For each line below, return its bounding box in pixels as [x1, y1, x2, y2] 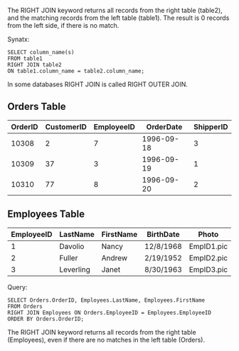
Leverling [59, 264, 91, 274]
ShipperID [193, 121, 228, 131]
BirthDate [147, 229, 180, 239]
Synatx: [7, 35, 30, 44]
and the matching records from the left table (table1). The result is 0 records [7, 14, 230, 22]
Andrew [101, 253, 128, 263]
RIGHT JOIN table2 [7, 61, 62, 68]
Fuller [59, 253, 78, 263]
